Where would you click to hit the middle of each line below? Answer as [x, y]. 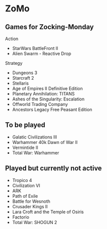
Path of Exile [25, 196]
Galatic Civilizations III [35, 137]
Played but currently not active [53, 168]
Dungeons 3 [25, 73]
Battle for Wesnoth [31, 201]
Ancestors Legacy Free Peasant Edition [52, 110]
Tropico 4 [22, 180]
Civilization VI [26, 185]
